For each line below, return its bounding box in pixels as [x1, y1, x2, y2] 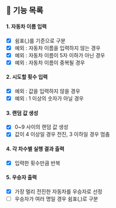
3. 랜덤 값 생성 [6, 109, 39, 116]
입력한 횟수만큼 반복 [14, 160, 60, 167]
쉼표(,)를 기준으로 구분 [14, 37, 66, 44]
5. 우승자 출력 [6, 174, 37, 181]
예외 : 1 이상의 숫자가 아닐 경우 [14, 95, 84, 102]
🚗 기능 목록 [6, 5, 44, 16]
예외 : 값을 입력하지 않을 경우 [14, 88, 81, 95]
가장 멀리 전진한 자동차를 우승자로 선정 [14, 188, 103, 195]
